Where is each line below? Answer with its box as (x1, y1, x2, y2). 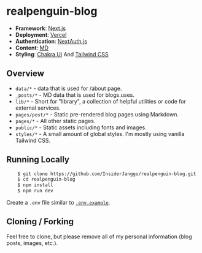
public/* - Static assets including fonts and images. (15, 124, 147, 131)
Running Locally (6, 154, 69, 165)
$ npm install (17, 182, 53, 188)
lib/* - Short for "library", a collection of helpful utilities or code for (15, 97, 186, 105)
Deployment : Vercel (15, 31, 67, 38)
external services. (15, 104, 61, 111)
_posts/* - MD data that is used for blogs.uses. (15, 91, 135, 99)
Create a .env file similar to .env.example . (6, 199, 111, 206)
